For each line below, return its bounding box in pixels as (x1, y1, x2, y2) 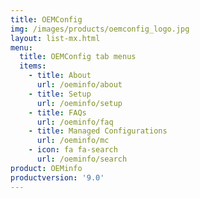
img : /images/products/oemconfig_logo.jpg (10, 24, 190, 34)
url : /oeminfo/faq (36, 117, 114, 127)
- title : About (28, 71, 92, 81)
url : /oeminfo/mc (36, 136, 110, 146)
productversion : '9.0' (10, 172, 105, 183)
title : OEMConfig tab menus (19, 52, 137, 62)
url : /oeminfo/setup (36, 98, 123, 108)
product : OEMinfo (10, 163, 83, 173)
